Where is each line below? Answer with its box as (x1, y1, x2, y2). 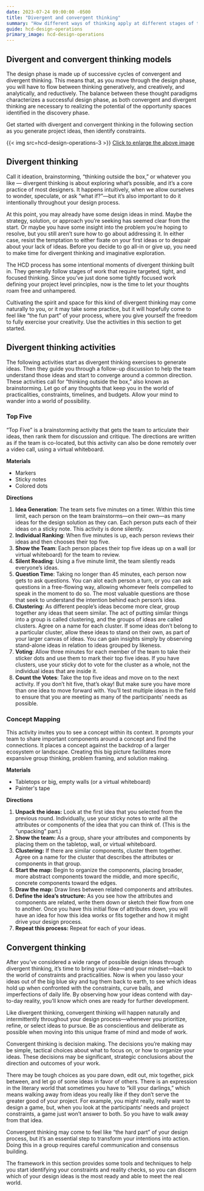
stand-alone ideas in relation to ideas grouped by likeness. (15, 641, 162, 649)
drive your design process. (15, 918, 83, 926)
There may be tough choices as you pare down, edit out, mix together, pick (6, 1071, 194, 1078)
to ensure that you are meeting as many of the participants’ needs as (15, 693, 188, 700)
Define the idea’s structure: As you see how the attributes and (15, 892, 173, 899)
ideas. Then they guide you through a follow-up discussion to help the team (6, 365, 196, 372)
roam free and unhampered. (6, 287, 77, 294)
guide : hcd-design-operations (6, 26, 83, 32)
